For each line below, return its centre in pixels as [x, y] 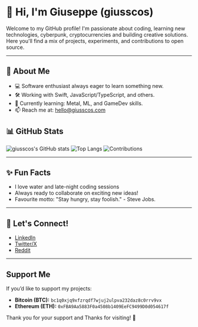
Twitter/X [26, 244]
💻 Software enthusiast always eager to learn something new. [89, 86]
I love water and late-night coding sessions [67, 187]
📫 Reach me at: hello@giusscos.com [60, 110]
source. [15, 47]
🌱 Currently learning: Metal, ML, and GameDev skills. [79, 103]
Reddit [22, 250]
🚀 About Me [28, 71]
